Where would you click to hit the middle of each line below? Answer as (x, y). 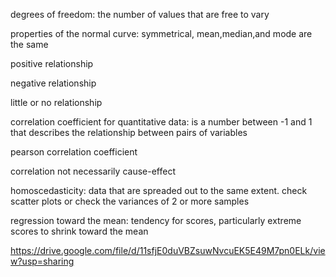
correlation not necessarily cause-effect (93, 171)
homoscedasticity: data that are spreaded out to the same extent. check (159, 190)
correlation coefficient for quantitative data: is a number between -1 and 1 (161, 122)
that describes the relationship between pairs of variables (129, 132)
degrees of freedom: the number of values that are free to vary (140, 14)
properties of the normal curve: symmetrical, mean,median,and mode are (161, 33)
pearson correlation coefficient (74, 152)
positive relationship (52, 63)
